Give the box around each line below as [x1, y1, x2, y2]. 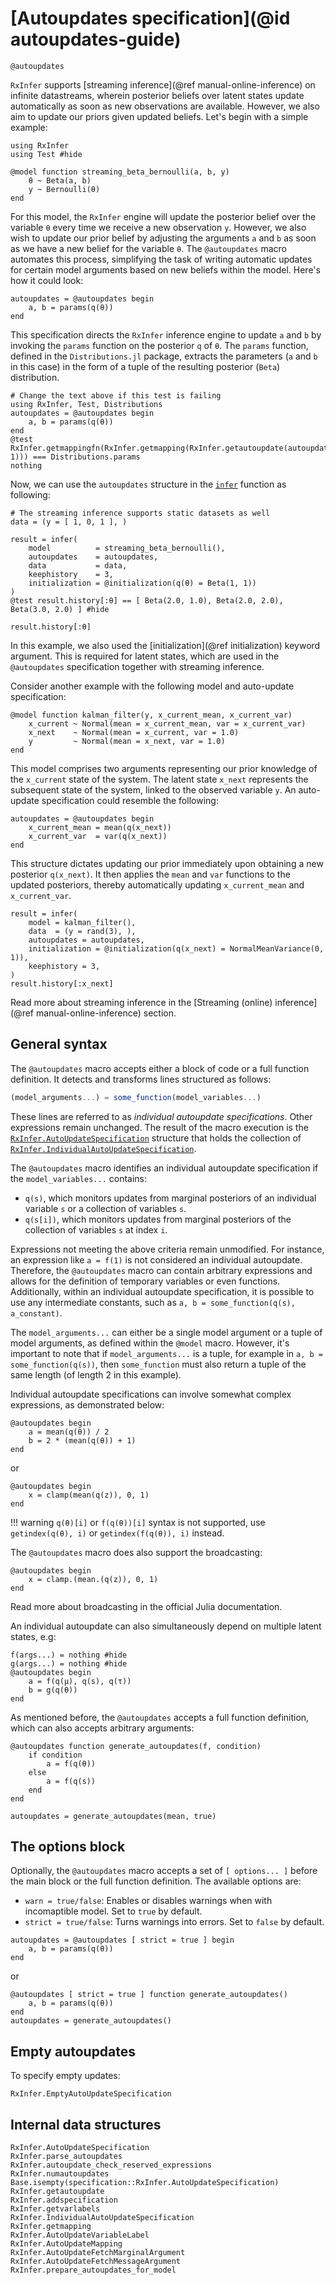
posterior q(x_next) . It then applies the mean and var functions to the [10, 868, 291, 880]
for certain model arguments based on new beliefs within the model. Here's [10, 263, 321, 276]
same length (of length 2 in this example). [10, 1368, 182, 1381]
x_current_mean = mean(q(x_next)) [28, 822, 172, 832]
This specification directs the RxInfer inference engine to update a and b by [10, 328, 322, 341]
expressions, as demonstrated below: [10, 1398, 165, 1411]
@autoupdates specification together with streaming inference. [10, 660, 265, 672]
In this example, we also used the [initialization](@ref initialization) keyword [10, 639, 321, 651]
